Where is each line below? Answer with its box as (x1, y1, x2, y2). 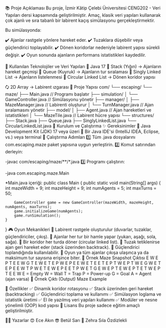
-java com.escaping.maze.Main (5, 170, 69, 176)
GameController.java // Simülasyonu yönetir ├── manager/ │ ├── (5, 97, 140, 102)
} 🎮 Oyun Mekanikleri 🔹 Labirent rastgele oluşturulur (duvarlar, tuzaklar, (5, 226, 152, 232)
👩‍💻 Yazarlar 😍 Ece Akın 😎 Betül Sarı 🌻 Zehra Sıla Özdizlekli (5, 318, 127, 323)
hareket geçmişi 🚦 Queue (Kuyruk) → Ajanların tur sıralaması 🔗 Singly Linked (5, 69, 161, 75)
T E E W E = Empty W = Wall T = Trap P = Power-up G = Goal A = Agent (5, 271, 152, 276)
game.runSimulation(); (14, 213, 61, 218)
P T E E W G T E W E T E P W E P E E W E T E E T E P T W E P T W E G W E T (5, 260, 161, 266)
